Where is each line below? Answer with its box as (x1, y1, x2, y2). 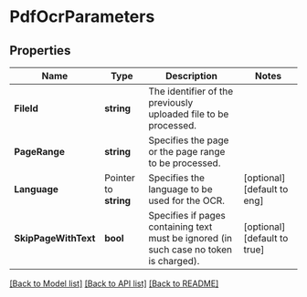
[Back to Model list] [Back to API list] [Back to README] (9, 278, 219, 289)
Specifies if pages (148, 210, 227, 221)
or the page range (148, 146, 226, 158)
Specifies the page (148, 134, 229, 147)
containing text (148, 220, 213, 233)
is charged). (148, 255, 200, 267)
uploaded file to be (148, 108, 229, 120)
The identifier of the (148, 85, 234, 97)
